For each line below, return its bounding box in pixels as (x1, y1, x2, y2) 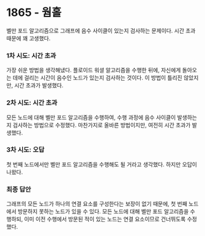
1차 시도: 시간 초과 (6, 51, 56, 60)
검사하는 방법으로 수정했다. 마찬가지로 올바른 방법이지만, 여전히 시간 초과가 (12, 121, 191, 128)
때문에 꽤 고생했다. (6, 34, 51, 42)
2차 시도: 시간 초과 (6, 98, 58, 107)
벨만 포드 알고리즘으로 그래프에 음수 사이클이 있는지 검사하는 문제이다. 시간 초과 (6, 27, 196, 34)
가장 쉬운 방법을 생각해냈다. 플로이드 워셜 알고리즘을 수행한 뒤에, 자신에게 (6, 67, 181, 74)
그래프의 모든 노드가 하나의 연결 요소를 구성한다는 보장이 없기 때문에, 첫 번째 (6, 200, 188, 208)
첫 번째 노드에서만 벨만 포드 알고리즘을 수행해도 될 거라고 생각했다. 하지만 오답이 (6, 160, 198, 168)
